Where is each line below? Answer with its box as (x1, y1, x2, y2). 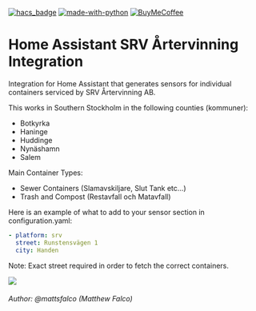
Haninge (19, 126, 48, 136)
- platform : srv (8, 231, 62, 239)
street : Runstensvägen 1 (15, 238, 98, 247)
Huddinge (19, 135, 54, 145)
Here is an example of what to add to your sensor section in (8, 207, 206, 217)
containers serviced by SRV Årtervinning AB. (8, 87, 156, 97)
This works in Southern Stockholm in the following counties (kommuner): (8, 102, 249, 112)
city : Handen (15, 246, 59, 254)
